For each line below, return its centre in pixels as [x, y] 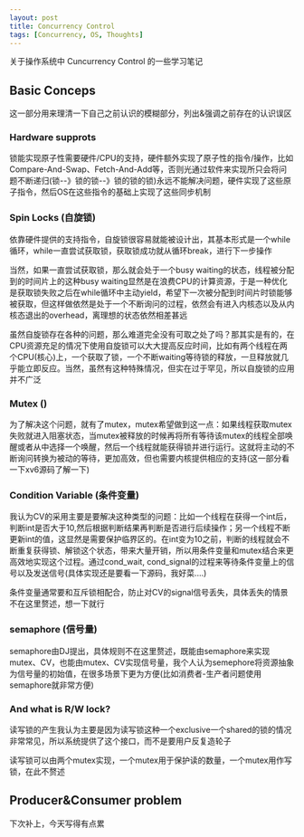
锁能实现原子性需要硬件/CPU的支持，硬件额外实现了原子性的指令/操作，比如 [152, 158]
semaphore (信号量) [53, 630]
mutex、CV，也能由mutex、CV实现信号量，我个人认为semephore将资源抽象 [152, 662]
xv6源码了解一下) [57, 470]
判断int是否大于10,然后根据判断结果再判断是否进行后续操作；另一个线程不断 [150, 528]
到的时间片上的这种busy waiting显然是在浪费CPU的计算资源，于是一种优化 [148, 281]
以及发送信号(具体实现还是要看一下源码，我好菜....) [112, 573]
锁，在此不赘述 [37, 771]
